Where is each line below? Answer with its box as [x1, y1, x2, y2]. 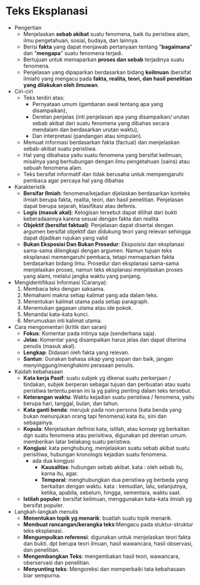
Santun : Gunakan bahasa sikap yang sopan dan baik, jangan [23, 355, 174, 362]
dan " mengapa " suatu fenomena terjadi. [23, 49, 123, 56]
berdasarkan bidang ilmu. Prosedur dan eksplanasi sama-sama [23, 260, 179, 267]
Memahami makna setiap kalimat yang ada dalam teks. [23, 291, 159, 298]
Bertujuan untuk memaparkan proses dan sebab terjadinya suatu [23, 56, 184, 63]
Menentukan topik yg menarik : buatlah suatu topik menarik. [23, 514, 173, 521]
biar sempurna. [23, 571, 61, 579]
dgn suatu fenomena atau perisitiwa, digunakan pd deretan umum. [23, 432, 188, 439]
